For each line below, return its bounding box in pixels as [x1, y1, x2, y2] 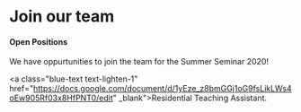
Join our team [9, 6, 115, 27]
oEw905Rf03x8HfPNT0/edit [9, 92, 114, 104]
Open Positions [9, 36, 68, 47]
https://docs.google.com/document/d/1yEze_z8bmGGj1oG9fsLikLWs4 [32, 83, 292, 94]
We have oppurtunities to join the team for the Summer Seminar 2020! [9, 56, 270, 67]
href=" [9, 83, 34, 94]
